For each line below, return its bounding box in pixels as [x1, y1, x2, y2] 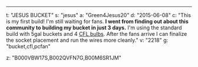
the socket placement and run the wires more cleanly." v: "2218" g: [6, 36, 169, 43]
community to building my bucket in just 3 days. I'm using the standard [6, 24, 182, 31]
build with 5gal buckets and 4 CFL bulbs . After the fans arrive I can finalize [6, 31, 187, 37]
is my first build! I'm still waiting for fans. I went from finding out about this [6, 18, 189, 25]
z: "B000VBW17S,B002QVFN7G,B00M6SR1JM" [6, 54, 122, 61]
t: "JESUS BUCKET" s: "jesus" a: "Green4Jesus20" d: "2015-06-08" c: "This [6, 12, 192, 18]
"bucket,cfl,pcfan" [6, 43, 51, 50]
